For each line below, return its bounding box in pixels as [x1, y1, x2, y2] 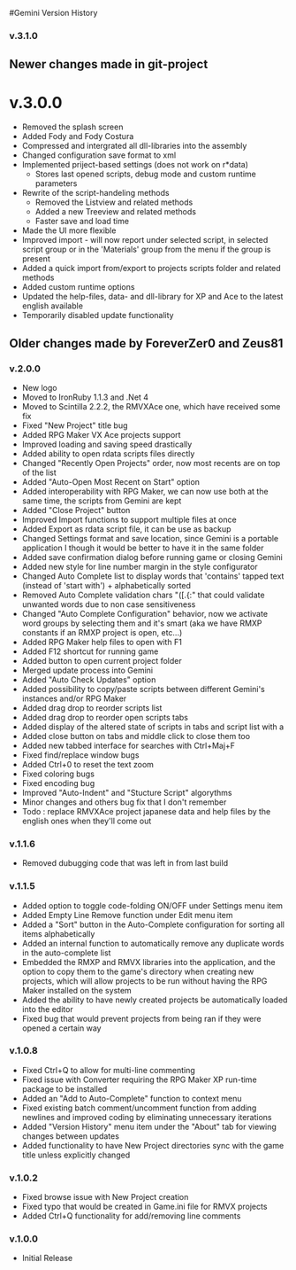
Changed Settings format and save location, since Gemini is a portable [21, 533, 279, 543]
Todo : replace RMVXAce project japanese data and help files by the [21, 806, 271, 816]
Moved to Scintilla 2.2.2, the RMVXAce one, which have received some [21, 401, 281, 411]
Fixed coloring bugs [21, 768, 95, 779]
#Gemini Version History [9, 8, 98, 18]
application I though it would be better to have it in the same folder [21, 542, 264, 553]
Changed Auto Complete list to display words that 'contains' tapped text [21, 571, 285, 581]
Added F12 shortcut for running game [21, 646, 159, 657]
